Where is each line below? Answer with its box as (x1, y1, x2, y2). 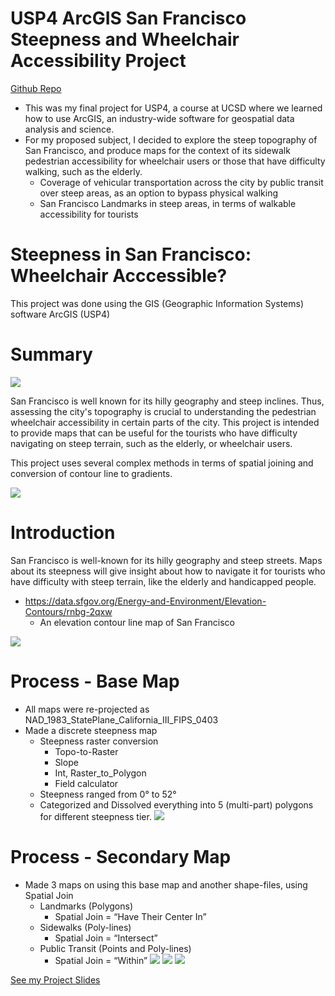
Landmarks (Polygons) (39, 900, 134, 912)
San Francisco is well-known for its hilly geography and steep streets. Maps (10, 554, 323, 566)
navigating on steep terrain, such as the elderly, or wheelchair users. (10, 437, 293, 449)
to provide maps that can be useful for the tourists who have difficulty (10, 427, 298, 439)
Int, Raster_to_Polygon (54, 767, 147, 779)
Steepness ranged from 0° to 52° (39, 788, 177, 800)
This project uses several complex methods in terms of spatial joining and (10, 457, 314, 469)
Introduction (10, 522, 116, 544)
